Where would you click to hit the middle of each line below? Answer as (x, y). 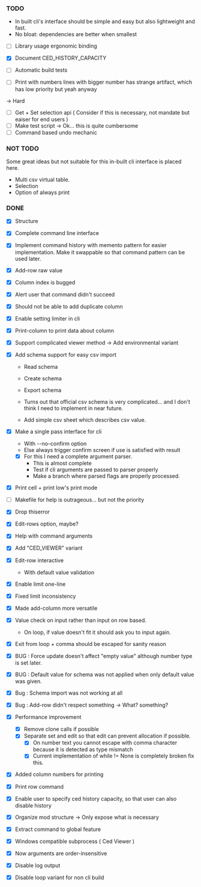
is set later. (28, 663)
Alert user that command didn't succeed (65, 294)
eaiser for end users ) (41, 119)
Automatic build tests (41, 70)
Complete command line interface (57, 233)
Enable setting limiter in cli (47, 318)
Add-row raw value (39, 270)
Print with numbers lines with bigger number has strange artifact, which (103, 82)
